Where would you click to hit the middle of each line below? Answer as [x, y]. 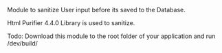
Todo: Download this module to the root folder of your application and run [111, 36]
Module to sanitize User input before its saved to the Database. [96, 10]
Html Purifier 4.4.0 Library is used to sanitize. [71, 23]
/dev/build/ [22, 43]
